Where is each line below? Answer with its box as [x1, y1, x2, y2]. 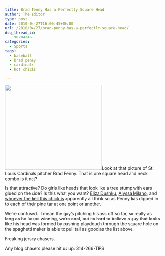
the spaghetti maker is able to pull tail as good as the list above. [5, 226, 134, 232]
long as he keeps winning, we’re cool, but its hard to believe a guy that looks [5, 216, 160, 221]
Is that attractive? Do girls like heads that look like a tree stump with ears [5, 185, 152, 191]
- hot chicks [9, 67, 36, 72]
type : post [5, 16, 28, 21]
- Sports [9, 44, 28, 49]
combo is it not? [5, 176, 38, 182]
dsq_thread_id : [5, 30, 36, 35]
